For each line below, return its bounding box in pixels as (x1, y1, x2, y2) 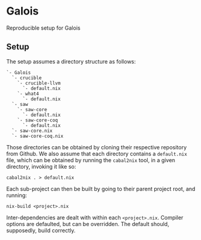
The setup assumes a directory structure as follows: (6, 57, 136, 65)
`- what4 (17, 91, 39, 97)
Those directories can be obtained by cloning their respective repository (6, 143, 187, 151)
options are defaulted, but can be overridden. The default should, (6, 220, 170, 227)
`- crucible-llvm (17, 80, 61, 86)
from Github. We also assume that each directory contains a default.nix (6, 150, 188, 157)
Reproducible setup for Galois (6, 24, 81, 31)
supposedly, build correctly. (6, 227, 76, 234)
